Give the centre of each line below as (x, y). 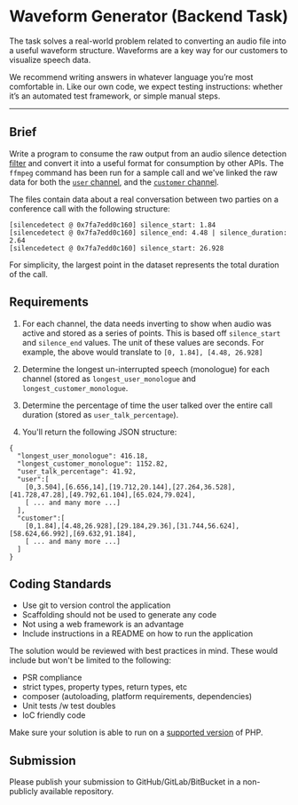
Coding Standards (60, 584)
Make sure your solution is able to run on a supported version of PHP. (136, 733)
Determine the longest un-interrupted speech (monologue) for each (146, 369)
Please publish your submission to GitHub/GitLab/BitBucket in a (125, 782)
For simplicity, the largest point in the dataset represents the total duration (144, 265)
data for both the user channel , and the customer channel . (114, 182)
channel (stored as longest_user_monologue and (109, 379)
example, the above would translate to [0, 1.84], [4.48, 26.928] (142, 352)
